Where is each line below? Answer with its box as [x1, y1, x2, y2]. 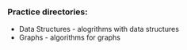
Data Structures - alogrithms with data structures [18, 25, 180, 34]
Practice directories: [7, 6, 88, 17]
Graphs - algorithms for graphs [18, 33, 120, 42]
